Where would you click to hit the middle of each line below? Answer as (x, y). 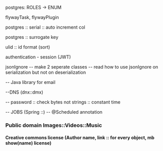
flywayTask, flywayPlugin (32, 17)
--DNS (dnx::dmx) (24, 92)
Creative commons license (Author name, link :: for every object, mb (80, 137)
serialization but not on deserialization (46, 72)
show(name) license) (28, 143)
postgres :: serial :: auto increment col (46, 27)
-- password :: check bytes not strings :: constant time (63, 102)
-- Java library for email (30, 82)
